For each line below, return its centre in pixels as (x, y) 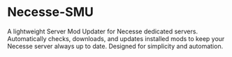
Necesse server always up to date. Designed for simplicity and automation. (115, 46)
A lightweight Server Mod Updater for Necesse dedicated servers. (102, 31)
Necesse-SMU (51, 12)
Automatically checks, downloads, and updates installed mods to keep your (116, 38)
